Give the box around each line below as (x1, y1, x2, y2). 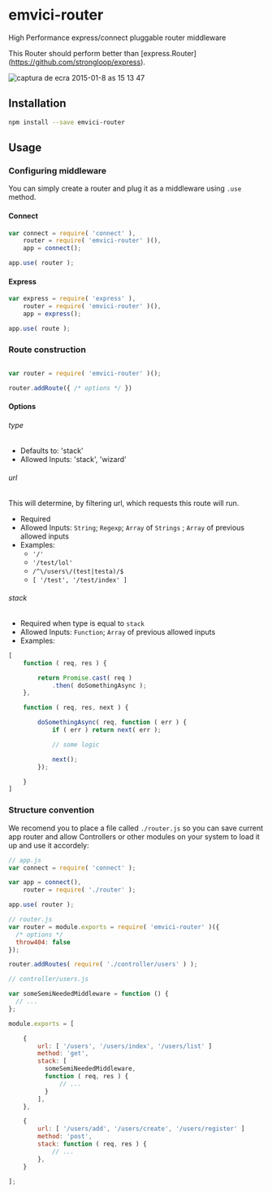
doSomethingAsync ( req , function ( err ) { (37, 719, 187, 727)
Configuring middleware (8, 165, 107, 176)
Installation (8, 96, 67, 111)
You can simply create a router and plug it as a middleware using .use (8, 183, 242, 193)
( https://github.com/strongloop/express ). (8, 57, 146, 67)
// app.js (8, 856, 42, 865)
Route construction (8, 344, 87, 355)
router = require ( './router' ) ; (23, 886, 136, 894)
